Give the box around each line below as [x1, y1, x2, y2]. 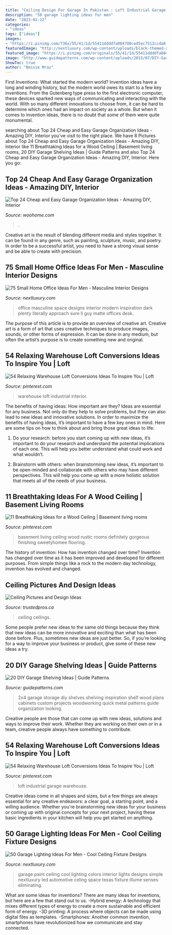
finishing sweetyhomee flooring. [17, 539, 86, 545]
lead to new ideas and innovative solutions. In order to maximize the [5, 414, 148, 420]
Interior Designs [5, 271, 58, 280]
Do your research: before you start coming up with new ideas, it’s [12, 435, 151, 441]
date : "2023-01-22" [5, 17, 47, 22]
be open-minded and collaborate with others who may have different [12, 466, 158, 473]
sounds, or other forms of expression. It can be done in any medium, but [5, 331, 158, 337]
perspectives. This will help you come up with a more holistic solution [12, 472, 160, 478]
